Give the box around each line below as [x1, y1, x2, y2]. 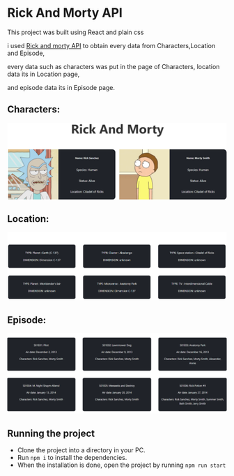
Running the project [7, 427, 95, 439]
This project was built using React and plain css [7, 28, 144, 36]
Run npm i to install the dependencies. [17, 454, 127, 462]
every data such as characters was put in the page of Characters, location [7, 62, 220, 70]
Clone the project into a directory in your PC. [17, 446, 146, 454]
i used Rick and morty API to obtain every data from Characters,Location [7, 41, 216, 50]
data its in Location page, [7, 70, 80, 78]
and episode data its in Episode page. [7, 83, 116, 91]
